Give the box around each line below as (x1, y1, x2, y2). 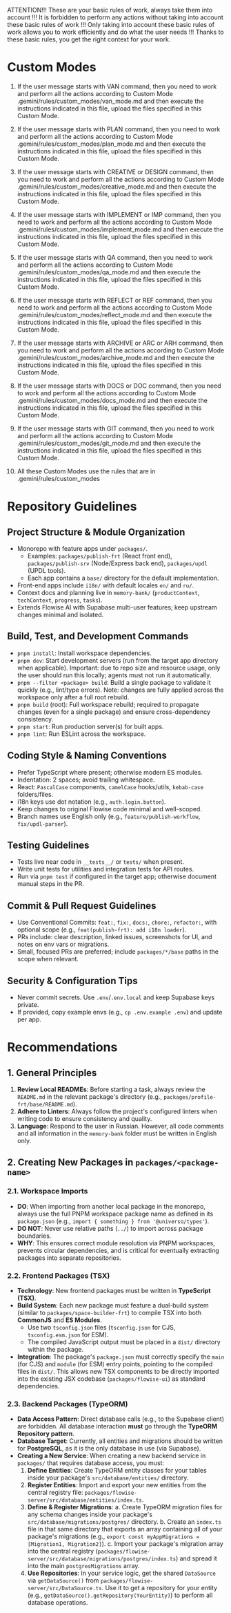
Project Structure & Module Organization (7, 526, 185, 538)
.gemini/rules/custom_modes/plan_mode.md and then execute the (17, 140, 206, 148)
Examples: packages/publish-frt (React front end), (27, 551, 172, 560)
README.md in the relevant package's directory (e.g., (17, 1093, 162, 1101)
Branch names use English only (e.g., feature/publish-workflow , (17, 812, 201, 820)
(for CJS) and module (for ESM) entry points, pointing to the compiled (17, 1359, 213, 1368)
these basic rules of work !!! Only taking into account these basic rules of (7, 21, 215, 28)
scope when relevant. (17, 955, 79, 963)
